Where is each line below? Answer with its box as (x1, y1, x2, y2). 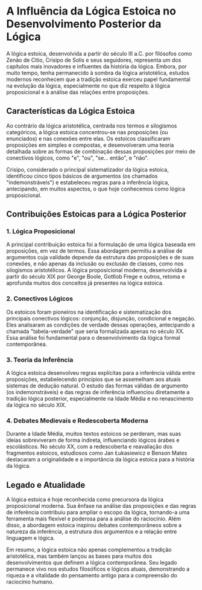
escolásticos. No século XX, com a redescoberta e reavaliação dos (6, 443, 173, 450)
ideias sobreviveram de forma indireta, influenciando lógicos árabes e (6, 436, 180, 444)
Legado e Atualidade (6, 479, 86, 490)
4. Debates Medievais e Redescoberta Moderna (6, 416, 149, 424)
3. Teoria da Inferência (6, 355, 74, 364)
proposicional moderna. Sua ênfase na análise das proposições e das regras (6, 502, 197, 510)
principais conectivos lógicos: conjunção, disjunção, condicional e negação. (6, 314, 196, 322)
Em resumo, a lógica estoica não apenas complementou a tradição (6, 546, 172, 554)
